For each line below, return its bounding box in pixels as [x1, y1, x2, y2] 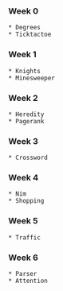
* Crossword [8, 153, 48, 162]
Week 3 [8, 135, 38, 146]
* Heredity [8, 110, 45, 118]
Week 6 [8, 252, 38, 263]
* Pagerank [8, 117, 45, 125]
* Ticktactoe [8, 30, 52, 39]
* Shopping [8, 197, 45, 205]
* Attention [8, 277, 48, 285]
